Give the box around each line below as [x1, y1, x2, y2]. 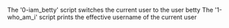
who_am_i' [7, 13, 38, 21]
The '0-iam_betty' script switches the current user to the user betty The [7, 6, 214, 14]
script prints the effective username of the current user [39, 13, 197, 21]
